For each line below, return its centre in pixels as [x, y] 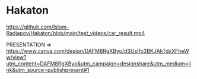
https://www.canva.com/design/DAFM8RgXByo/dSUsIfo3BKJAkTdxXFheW [98, 50]
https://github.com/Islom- [38, 27]
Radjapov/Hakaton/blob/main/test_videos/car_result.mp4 [76, 33]
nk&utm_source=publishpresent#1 [48, 69]
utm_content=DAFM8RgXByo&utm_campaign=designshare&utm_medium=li [99, 64]
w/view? [16, 57]
